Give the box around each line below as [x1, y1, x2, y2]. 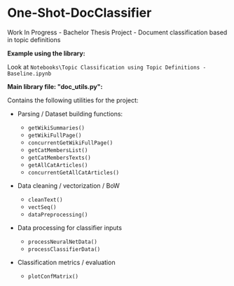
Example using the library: [7, 49, 85, 57]
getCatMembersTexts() [27, 154, 91, 161]
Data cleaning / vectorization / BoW [17, 181, 121, 190]
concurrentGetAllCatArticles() [27, 169, 120, 176]
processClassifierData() [27, 245, 101, 253]
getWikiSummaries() [27, 124, 85, 131]
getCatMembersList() [27, 147, 88, 154]
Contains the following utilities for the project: [7, 96, 139, 104]
